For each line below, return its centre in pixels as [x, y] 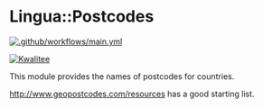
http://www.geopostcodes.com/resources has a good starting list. [132, 94]
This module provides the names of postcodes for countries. [122, 76]
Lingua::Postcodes [82, 17]
